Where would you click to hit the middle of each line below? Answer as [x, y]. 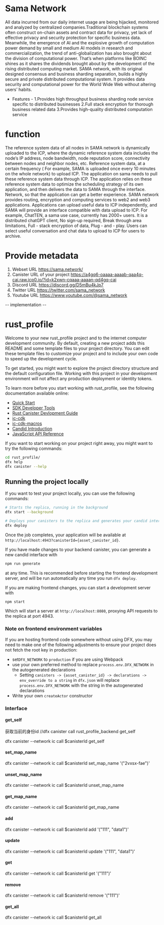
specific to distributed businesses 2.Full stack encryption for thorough [83, 104]
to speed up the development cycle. [41, 358]
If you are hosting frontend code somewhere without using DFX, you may [79, 639]
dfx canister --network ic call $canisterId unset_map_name [65, 785]
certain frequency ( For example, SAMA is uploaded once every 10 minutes [80, 168]
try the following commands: [34, 448]
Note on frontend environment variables [54, 629]
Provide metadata [42, 256]
